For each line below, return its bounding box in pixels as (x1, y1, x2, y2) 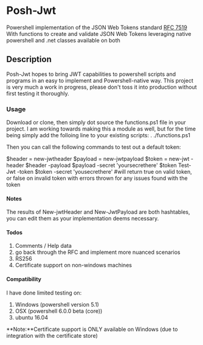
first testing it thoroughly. (6, 89, 69, 97)
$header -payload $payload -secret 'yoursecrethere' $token (25, 162, 177, 169)
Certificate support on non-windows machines (15, 262, 132, 269)
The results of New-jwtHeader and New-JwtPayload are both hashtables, (6, 208, 190, 216)
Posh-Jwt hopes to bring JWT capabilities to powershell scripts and (6, 70, 176, 78)
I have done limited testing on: (6, 289, 82, 296)
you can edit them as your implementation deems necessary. (6, 215, 159, 222)
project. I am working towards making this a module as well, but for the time (6, 125, 196, 132)
